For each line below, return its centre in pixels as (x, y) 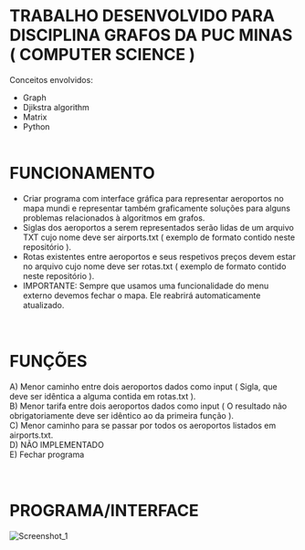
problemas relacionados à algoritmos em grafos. (114, 218)
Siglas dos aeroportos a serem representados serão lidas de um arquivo (158, 227)
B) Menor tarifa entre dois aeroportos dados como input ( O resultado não (148, 406)
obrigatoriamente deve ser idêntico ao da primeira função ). (122, 415)
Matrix (35, 117)
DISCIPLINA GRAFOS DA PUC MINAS (151, 35)
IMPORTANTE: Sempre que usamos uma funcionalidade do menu (146, 285)
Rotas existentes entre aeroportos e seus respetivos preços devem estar (159, 256)
